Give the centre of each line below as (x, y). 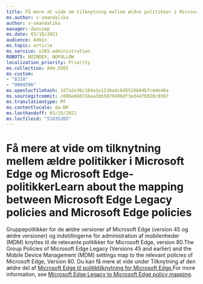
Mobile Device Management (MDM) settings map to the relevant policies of (100, 255)
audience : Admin (27, 40)
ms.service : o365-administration (48, 51)
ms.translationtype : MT (36, 102)
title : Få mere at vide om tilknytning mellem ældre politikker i (92, 12)
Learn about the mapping (119, 187)
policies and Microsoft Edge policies (99, 213)
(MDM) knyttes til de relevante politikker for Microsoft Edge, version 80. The (100, 242)
